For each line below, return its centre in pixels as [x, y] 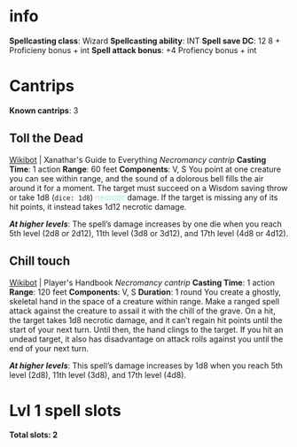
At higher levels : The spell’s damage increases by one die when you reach [145, 224]
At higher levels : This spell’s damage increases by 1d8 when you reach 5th [146, 366]
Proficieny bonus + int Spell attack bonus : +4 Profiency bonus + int [133, 50]
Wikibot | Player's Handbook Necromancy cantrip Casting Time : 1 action [142, 282]
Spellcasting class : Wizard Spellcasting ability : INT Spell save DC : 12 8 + [145, 41]
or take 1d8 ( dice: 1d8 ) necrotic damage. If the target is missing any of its [144, 197]
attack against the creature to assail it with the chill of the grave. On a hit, [143, 311]
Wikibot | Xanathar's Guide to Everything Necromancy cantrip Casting [138, 159]
